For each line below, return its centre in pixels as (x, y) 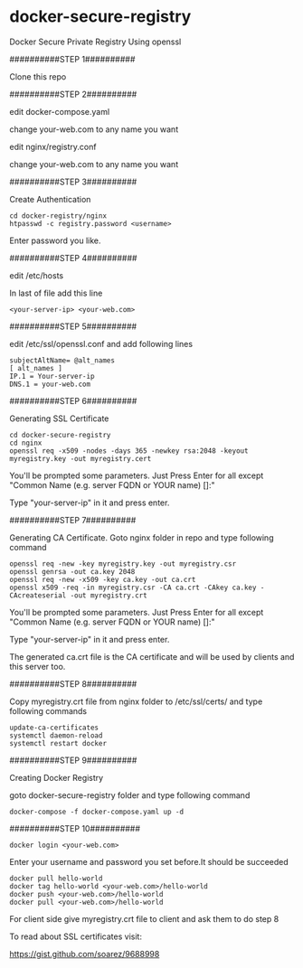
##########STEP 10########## (75, 828)
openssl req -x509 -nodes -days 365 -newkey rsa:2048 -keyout (129, 451)
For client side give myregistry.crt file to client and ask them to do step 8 (144, 918)
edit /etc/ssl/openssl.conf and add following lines (101, 343)
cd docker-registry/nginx (58, 216)
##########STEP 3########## (73, 182)
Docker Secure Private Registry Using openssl (95, 42)
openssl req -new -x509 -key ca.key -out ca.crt (103, 579)
